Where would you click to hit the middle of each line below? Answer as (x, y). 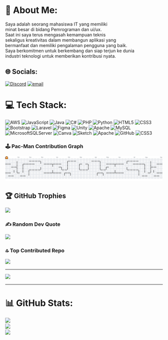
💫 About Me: (31, 10)
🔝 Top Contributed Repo (35, 251)
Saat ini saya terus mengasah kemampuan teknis (55, 35)
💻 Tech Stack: (36, 105)
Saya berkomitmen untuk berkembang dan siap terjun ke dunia (70, 51)
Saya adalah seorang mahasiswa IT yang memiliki (56, 24)
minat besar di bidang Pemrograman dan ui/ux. (53, 29)
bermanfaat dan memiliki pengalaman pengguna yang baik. (66, 45)
